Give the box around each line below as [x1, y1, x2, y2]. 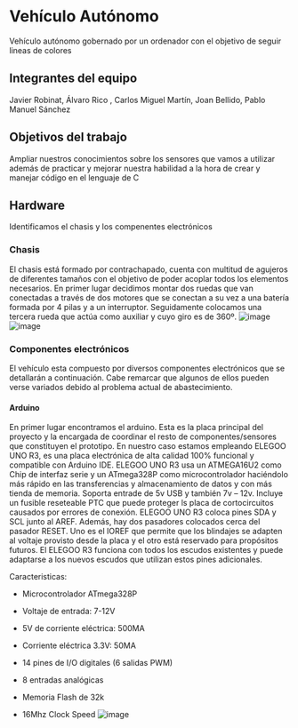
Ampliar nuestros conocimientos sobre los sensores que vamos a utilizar [9, 153, 276, 164]
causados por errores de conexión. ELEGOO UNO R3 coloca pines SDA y [9, 507, 278, 517]
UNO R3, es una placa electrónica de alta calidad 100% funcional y [9, 451, 255, 461]
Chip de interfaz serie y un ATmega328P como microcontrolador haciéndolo [9, 469, 289, 480]
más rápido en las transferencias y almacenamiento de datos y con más [9, 478, 273, 490]
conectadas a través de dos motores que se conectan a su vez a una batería [9, 292, 290, 303]
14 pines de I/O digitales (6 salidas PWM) [21, 658, 173, 668]
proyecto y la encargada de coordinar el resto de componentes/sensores [9, 431, 278, 442]
